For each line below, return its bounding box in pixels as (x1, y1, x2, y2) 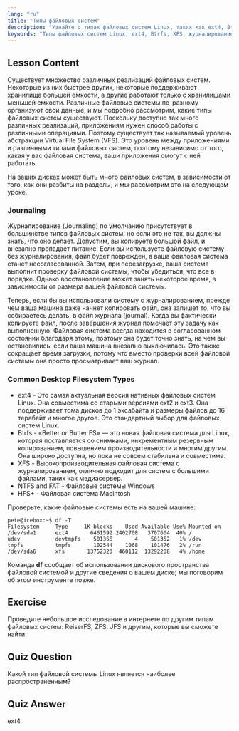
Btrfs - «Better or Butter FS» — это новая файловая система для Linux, (17, 428, 230, 437)
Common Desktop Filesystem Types (7, 375, 135, 385)
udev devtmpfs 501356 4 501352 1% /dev (7, 535, 202, 542)
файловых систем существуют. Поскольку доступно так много (7, 113, 199, 122)
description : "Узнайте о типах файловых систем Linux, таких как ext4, (7, 24, 224, 31)
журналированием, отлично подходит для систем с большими (17, 466, 210, 475)
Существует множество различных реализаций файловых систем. (7, 76, 211, 84)
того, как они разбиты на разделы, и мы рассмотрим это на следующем (7, 180, 229, 189)
